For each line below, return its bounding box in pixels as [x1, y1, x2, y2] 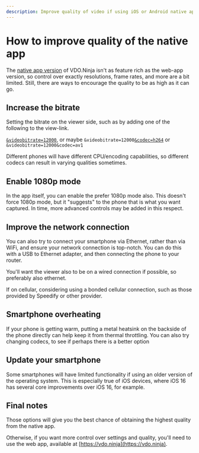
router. [6, 256, 23, 264]
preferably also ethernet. [6, 274, 67, 281]
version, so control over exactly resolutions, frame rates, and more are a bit [6, 72, 190, 80]
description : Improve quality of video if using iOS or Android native [6, 8, 187, 15]
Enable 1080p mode [6, 176, 81, 186]
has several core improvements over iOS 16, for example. [6, 384, 145, 391]
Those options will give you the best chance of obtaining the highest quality [6, 416, 191, 423]
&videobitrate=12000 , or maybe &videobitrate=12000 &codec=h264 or [6, 136, 171, 143]
